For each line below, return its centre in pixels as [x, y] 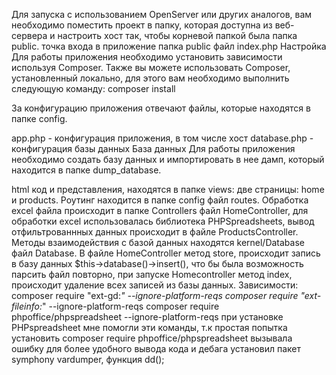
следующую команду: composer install [93, 88]
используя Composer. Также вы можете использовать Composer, [151, 67]
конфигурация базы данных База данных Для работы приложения [153, 148]
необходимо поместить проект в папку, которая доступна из [142, 25]
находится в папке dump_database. [86, 170]
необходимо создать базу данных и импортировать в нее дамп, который [168, 159]
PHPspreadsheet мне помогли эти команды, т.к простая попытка [149, 327]
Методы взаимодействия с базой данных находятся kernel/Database [158, 242]
